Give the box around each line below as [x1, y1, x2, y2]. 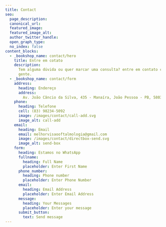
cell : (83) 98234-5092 [18, 109, 65, 114]
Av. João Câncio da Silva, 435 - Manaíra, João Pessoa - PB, [23, 95, 152, 100]
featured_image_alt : [9, 30, 52, 35]
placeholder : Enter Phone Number [23, 178, 92, 183]
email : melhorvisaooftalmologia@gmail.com [18, 132, 107, 137]
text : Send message [23, 215, 63, 220]
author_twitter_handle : [9, 35, 58, 40]
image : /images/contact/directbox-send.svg [18, 136, 110, 141]
